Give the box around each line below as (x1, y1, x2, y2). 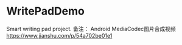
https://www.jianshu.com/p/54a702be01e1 (6, 32, 113, 39)
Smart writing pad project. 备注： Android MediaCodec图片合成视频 (6, 25, 177, 32)
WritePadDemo (6, 4, 85, 18)
